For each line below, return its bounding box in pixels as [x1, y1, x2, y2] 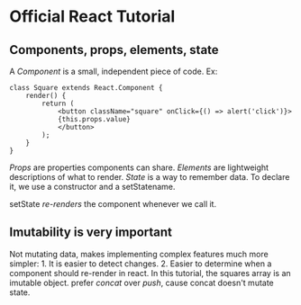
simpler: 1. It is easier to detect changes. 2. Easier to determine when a [9, 258, 272, 269]
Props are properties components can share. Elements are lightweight [9, 162, 269, 173]
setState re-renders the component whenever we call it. [9, 199, 217, 209]
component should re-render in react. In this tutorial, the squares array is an [9, 267, 291, 278]
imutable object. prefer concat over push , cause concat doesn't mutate [9, 277, 275, 288]
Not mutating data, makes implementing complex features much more [9, 248, 269, 259]
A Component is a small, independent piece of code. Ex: [9, 66, 218, 76]
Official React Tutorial [9, 6, 176, 27]
